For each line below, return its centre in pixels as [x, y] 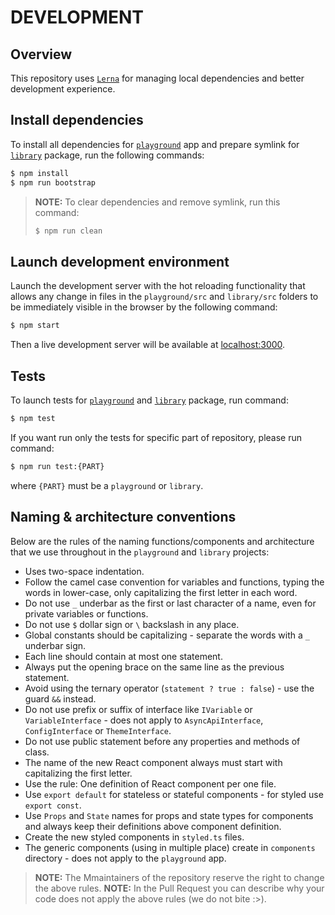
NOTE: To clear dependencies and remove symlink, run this [157, 202]
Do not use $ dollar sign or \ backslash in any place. [132, 624]
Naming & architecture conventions [123, 517]
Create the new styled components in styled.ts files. [134, 837]
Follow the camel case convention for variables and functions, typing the [174, 582]
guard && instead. [60, 698]
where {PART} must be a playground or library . [107, 485]
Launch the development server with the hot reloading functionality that [158, 286]
